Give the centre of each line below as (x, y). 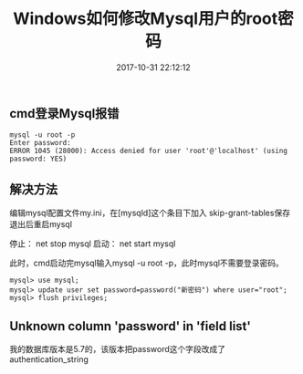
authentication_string (49, 359)
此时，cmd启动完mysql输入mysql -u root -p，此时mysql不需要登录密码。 (147, 263)
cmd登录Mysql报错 (64, 114)
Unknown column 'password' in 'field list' (130, 326)
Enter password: (40, 143)
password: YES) (38, 159)
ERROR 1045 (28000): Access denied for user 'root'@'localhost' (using (148, 151)
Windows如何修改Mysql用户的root (146, 19)
